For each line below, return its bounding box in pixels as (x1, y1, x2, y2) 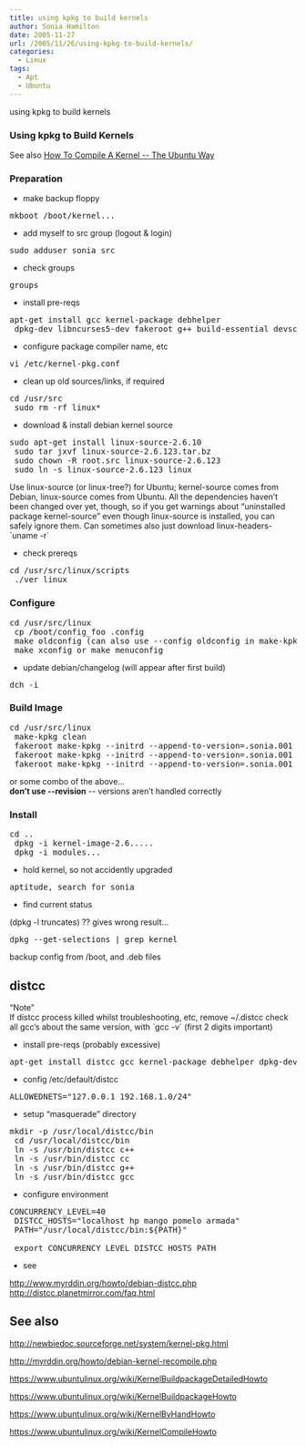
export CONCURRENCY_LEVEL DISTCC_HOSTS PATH (14, 1243, 217, 1253)
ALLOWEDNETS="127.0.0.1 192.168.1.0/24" (9, 1091, 193, 1102)
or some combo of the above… (9, 775, 126, 786)
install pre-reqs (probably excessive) (22, 1039, 161, 1050)
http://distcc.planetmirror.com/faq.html (9, 1287, 156, 1298)
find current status (22, 899, 93, 910)
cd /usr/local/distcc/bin (14, 1135, 130, 1145)
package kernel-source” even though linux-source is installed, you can (9, 511, 275, 522)
